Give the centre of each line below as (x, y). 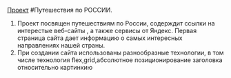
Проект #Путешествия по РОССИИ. (60, 10)
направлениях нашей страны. (61, 45)
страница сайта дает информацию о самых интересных (100, 38)
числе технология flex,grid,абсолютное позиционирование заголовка (120, 60)
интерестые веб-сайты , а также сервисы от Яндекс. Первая (107, 31)
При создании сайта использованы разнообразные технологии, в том (120, 52)
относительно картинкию (55, 67)
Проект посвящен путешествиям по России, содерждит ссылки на (116, 23)
